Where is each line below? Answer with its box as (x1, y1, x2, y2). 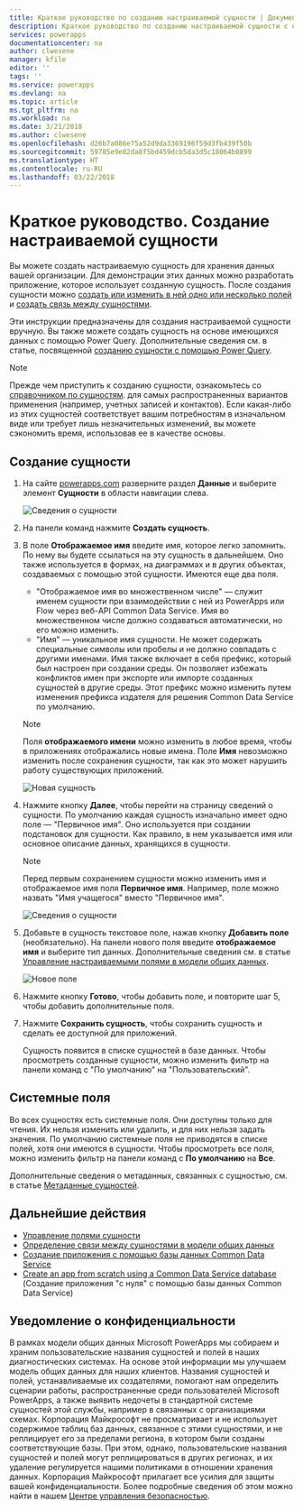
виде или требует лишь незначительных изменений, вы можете (9, 419, 257, 429)
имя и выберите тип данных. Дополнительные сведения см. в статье (22, 946, 291, 957)
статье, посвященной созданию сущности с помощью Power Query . (9, 345, 272, 356)
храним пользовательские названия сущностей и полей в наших (9, 1347, 260, 1358)
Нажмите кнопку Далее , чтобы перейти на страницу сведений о (22, 800, 273, 810)
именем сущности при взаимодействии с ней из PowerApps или (35, 596, 285, 606)
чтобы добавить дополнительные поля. (22, 1000, 175, 1011)
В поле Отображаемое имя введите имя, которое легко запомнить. (22, 540, 287, 550)
